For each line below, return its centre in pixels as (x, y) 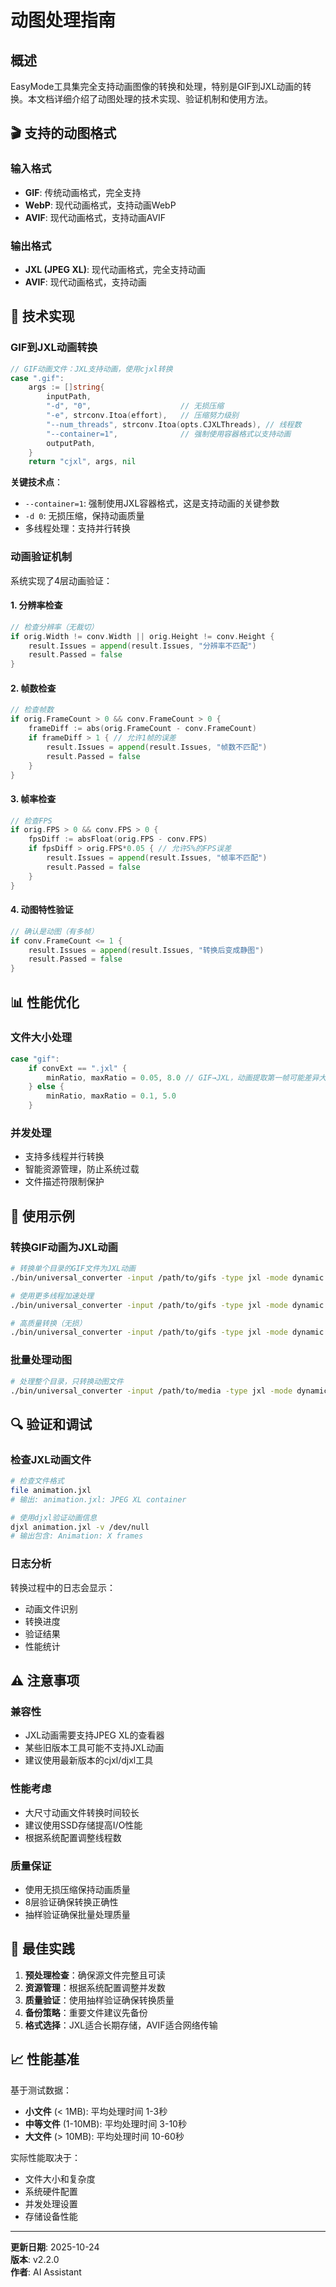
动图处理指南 (63, 20)
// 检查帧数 (32, 710)
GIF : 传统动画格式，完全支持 (83, 192)
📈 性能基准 (45, 2059)
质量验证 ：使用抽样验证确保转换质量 (99, 2000)
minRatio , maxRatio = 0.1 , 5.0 (111, 1096)
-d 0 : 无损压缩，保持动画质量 (84, 516)
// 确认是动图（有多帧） (54, 931)
